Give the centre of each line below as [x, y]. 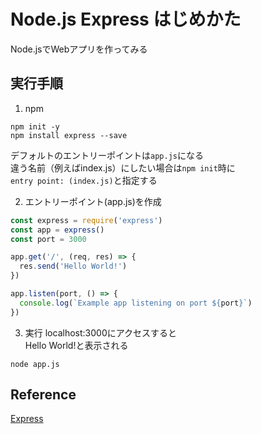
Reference [43, 395]
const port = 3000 [48, 239]
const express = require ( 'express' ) [86, 220]
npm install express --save [69, 135]
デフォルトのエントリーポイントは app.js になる [107, 155]
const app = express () [57, 230]
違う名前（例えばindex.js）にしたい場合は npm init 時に [123, 167]
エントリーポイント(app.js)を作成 [93, 201]
